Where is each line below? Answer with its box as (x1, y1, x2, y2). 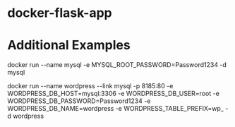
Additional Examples (7, 37, 131, 54)
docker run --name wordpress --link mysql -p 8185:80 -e (7, 82, 174, 90)
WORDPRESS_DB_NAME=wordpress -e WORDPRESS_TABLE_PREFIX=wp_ (7, 104, 224, 113)
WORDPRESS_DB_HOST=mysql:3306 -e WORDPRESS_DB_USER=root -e (7, 90, 220, 98)
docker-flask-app (7, 5, 113, 21)
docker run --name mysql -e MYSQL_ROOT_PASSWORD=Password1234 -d (7, 61, 227, 69)
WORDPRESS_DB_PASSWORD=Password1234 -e (7, 97, 151, 105)
